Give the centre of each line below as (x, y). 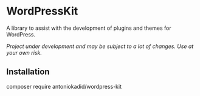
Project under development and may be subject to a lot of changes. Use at (100, 46)
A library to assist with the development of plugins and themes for (89, 28)
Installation (28, 72)
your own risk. (24, 52)
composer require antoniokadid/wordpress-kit (64, 86)
